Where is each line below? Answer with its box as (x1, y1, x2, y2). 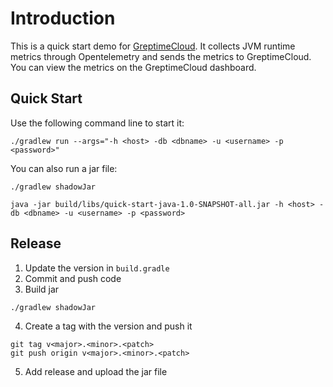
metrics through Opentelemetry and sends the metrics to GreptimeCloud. (10, 50, 312, 62)
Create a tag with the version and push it (24, 320, 193, 332)
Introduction (10, 7, 116, 30)
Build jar (24, 283, 60, 295)
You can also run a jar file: (10, 162, 118, 174)
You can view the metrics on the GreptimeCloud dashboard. (10, 61, 257, 73)
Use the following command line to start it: (10, 117, 185, 129)
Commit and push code (24, 272, 122, 284)
